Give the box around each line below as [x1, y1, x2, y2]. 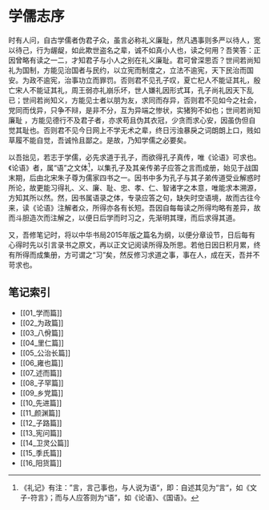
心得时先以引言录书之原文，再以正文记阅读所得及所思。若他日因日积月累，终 [8, 239, 261, 249]
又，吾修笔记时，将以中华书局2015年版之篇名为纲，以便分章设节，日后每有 [8, 230, 256, 239]
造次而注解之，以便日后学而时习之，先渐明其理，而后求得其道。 [29, 213, 240, 223]
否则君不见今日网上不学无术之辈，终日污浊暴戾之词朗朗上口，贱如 [42, 125, 261, 135]
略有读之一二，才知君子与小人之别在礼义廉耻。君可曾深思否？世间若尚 [22, 55, 254, 65]
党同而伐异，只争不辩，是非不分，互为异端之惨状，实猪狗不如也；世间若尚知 [8, 105, 261, 114]
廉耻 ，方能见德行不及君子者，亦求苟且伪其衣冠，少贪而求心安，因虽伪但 [8, 115, 249, 125]
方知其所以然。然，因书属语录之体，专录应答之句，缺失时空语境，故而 [8, 193, 240, 203]
